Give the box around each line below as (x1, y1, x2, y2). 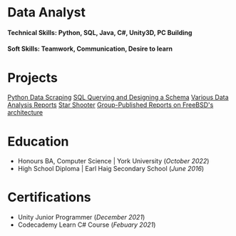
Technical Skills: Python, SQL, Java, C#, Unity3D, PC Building (7, 28, 193, 36)
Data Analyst (7, 4, 86, 21)
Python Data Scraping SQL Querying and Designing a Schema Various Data (7, 93, 230, 102)
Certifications (7, 190, 91, 205)
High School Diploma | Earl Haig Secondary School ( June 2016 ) (17, 165, 205, 173)
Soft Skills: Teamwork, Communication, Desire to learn (7, 44, 173, 53)
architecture (7, 108, 43, 117)
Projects (7, 69, 58, 86)
